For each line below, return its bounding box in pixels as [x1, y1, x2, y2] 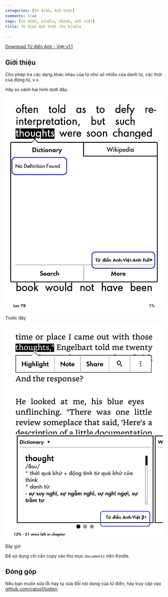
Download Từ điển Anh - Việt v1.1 [5, 44, 73, 50]
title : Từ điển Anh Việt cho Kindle [5, 24, 81, 29]
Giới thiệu [5, 58, 36, 67]
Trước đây [5, 315, 26, 321]
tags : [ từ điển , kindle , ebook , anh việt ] [5, 19, 95, 24]
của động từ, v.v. [5, 77, 40, 83]
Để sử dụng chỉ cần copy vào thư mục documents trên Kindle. [5, 553, 130, 559]
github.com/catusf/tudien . [5, 586, 59, 592]
